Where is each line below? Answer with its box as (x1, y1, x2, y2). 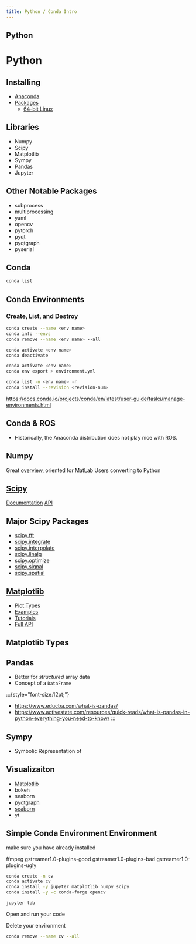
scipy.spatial (14, 570, 45, 577)
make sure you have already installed (6, 844, 96, 851)
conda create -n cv (6, 873, 54, 879)
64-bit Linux (23, 105, 53, 112)
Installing (6, 77, 41, 87)
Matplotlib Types (6, 638, 69, 648)
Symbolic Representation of (14, 747, 82, 754)
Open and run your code (6, 910, 66, 918)
